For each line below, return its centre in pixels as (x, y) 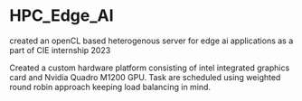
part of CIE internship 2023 (60, 50)
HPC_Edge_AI (62, 16)
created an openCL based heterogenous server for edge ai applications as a (151, 41)
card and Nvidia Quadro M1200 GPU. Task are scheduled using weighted (145, 77)
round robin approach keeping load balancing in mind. (110, 87)
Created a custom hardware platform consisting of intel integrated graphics (150, 68)
